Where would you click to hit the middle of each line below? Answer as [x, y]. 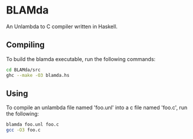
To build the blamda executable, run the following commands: [81, 59]
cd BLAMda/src [24, 70]
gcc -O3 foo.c [24, 130]
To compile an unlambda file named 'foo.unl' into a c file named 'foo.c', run [97, 108]
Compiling [26, 45]
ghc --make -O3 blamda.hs [38, 75]
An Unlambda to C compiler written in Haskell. [62, 26]
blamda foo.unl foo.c [33, 125]
